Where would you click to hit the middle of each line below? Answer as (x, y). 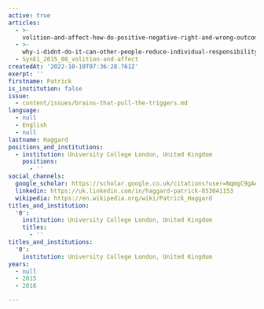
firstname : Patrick (40, 81)
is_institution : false (45, 88)
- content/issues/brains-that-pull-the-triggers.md (102, 103)
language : (24, 111)
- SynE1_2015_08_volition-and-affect (77, 60)
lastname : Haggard (38, 140)
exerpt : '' (26, 74)
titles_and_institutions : (50, 242)
